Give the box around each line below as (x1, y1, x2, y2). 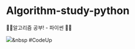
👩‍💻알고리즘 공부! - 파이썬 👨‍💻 (6, 24, 72, 31)
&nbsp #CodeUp (12, 36, 52, 43)
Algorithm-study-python (6, 4, 130, 17)
